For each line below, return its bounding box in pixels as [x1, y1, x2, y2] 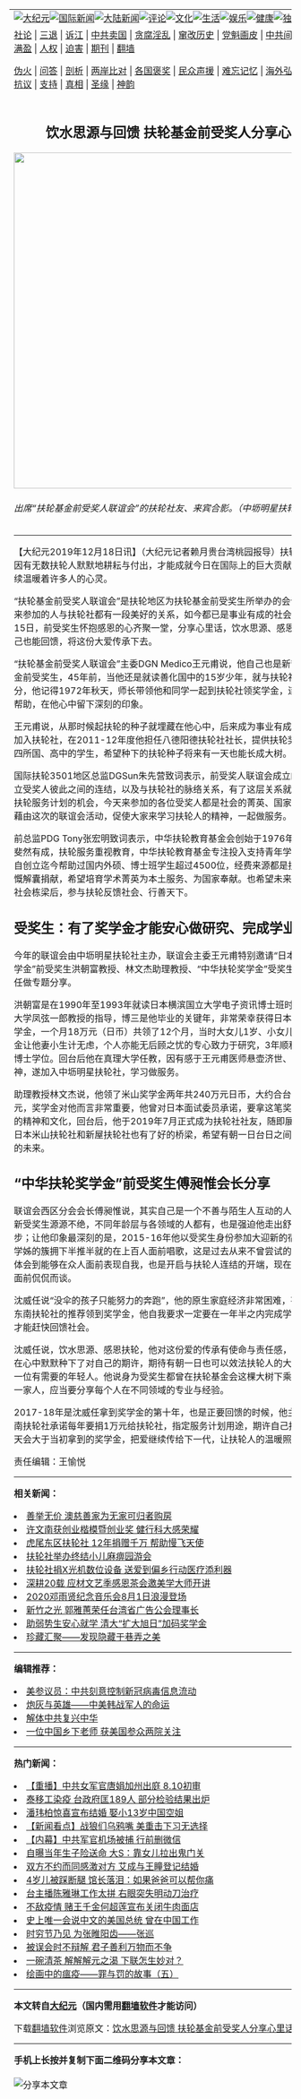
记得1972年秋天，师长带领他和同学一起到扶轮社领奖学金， [40, 684, 288, 697]
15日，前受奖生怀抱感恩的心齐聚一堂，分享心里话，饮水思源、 [13, 622, 277, 634]
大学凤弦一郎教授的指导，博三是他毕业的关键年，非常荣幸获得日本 [13, 1011, 293, 1024]
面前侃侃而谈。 [13, 1272, 78, 1285]
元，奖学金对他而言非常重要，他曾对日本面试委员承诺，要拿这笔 [13, 1101, 284, 1114]
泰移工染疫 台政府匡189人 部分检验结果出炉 [26, 1794, 211, 1806]
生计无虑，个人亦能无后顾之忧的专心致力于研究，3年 [58, 1038, 280, 1051]
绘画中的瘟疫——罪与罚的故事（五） [26, 1968, 179, 1981]
